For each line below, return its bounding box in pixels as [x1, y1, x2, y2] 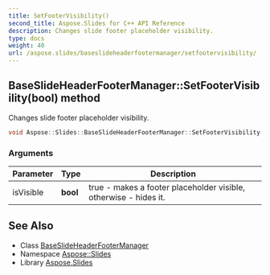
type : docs [8, 34, 45, 43]
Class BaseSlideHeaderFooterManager [19, 240, 149, 250]
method [60, 92, 100, 105]
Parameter [12, 168, 54, 179]
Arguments [8, 147, 54, 158]
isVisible [12, 187, 44, 198]
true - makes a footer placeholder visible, [88, 182, 245, 193]
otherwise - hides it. [88, 191, 166, 203]
